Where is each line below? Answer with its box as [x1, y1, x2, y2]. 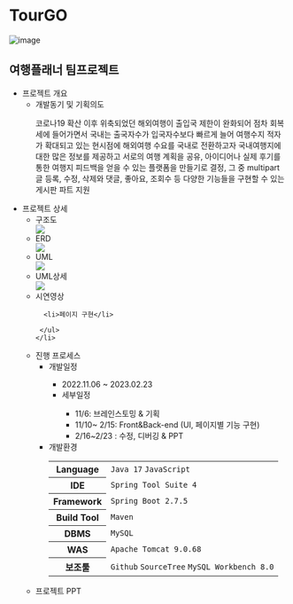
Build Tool [56, 511, 99, 523]
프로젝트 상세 [21, 203, 68, 214]
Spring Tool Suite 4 [110, 480, 197, 490]
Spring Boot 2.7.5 [110, 496, 189, 506]
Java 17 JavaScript [110, 465, 190, 475]
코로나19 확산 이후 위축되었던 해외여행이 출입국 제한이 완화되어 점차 [35, 117, 268, 129]
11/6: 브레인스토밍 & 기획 [74, 408, 161, 419]
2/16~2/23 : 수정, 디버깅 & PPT [74, 430, 184, 441]
